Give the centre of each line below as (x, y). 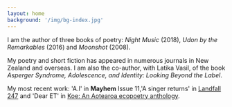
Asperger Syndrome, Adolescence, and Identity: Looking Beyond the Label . (115, 75)
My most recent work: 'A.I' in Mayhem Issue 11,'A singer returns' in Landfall (114, 88)
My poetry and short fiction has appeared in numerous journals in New (108, 60)
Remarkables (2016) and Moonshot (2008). (69, 47)
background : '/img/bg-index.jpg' (55, 20)
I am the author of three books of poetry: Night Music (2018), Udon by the (113, 39)
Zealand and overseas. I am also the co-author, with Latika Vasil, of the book (116, 68)
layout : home (26, 13)
